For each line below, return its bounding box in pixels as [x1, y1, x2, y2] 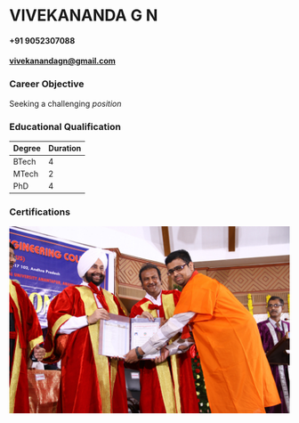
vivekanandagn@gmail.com [9, 55, 116, 67]
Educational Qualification [9, 120, 122, 133]
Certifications [9, 206, 71, 218]
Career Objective [9, 77, 85, 90]
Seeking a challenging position [9, 98, 122, 109]
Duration [48, 143, 82, 154]
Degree [12, 143, 42, 154]
